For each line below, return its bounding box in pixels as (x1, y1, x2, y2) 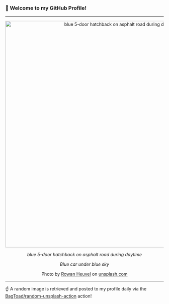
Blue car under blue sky (59, 261, 110, 267)
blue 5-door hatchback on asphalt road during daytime (27, 252, 142, 258)
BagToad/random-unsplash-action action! (5, 293, 92, 299)
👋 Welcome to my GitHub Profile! (5, 5, 87, 12)
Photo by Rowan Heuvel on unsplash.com (41, 271, 128, 277)
